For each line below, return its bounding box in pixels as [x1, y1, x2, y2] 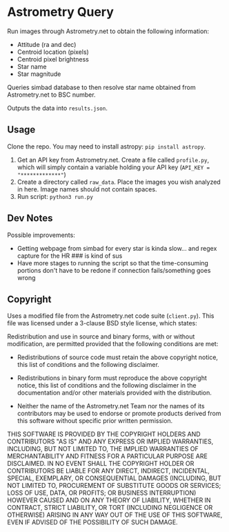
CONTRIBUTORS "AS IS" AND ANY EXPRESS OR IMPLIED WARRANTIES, [7, 437, 214, 446]
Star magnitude [17, 70, 61, 78]
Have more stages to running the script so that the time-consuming [17, 258, 209, 267]
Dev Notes [7, 212, 53, 225]
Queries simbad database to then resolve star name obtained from [7, 83, 196, 91]
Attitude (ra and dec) [17, 40, 77, 48]
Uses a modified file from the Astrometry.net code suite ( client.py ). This [7, 312, 215, 320]
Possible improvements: [7, 231, 76, 239]
